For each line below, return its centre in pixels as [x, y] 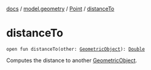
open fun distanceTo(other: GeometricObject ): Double [76, 49]
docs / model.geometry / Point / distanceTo [60, 9]
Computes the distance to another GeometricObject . [72, 60]
